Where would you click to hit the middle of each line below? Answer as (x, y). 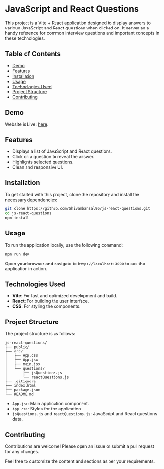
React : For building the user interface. (51, 301)
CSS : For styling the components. (46, 306)
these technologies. (25, 38)
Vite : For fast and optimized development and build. (65, 296)
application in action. (26, 268)
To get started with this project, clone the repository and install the (72, 195)
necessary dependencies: (31, 200)
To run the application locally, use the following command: (64, 245)
